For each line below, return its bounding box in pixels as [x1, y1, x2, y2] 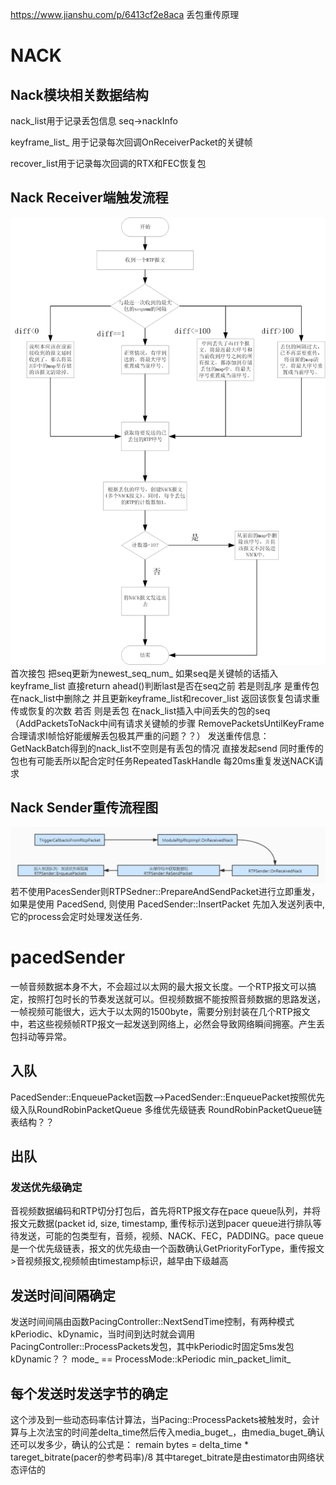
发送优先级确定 [10, 1181, 83, 1195]
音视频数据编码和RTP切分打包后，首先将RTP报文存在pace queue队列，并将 [10, 1205, 322, 1217]
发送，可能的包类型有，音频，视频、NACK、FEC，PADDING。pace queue [18, 1230, 324, 1242]
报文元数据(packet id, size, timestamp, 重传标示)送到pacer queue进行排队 [10, 1218, 313, 1230]
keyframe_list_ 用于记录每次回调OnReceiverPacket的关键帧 [10, 136, 253, 148]
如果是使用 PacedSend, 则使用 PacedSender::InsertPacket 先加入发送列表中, [10, 898, 325, 910]
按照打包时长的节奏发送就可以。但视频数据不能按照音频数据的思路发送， [27, 993, 326, 1005]
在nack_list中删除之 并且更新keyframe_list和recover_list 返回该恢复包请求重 [10, 692, 320, 704]
